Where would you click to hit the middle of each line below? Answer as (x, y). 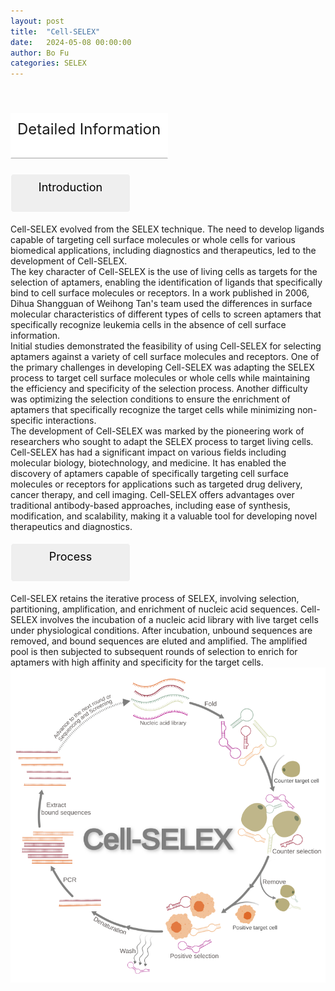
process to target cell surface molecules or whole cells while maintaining (160, 378)
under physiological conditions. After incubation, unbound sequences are (161, 631)
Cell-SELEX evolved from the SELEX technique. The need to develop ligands (167, 229)
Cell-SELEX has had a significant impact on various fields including (148, 452)
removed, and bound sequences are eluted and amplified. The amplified (159, 641)
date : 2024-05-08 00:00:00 (71, 42)
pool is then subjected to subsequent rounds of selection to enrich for (154, 652)
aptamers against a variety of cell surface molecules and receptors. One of (165, 357)
